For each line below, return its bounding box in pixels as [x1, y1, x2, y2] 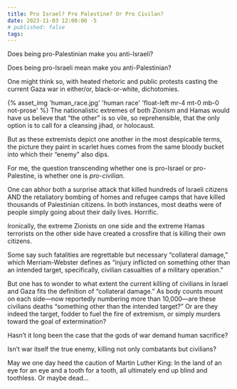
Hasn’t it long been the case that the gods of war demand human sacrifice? [7, 331, 228, 340]
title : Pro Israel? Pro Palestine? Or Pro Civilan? [7, 10, 164, 18]
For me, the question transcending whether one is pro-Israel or [7, 164, 192, 173]
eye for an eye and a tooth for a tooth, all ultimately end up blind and [7, 366, 208, 375]
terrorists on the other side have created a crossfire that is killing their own [7, 229, 226, 238]
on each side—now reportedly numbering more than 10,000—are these [7, 294, 216, 303]
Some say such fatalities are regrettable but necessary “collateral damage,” [7, 250, 228, 260]
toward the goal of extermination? [7, 317, 107, 326]
